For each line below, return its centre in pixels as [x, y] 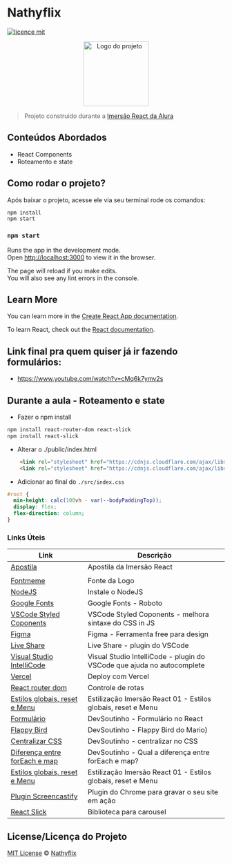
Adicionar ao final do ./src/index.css [71, 482]
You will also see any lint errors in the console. [73, 278]
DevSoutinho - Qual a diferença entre [148, 752]
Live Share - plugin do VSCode [138, 645]
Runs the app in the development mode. [64, 250]
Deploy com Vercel [118, 676]
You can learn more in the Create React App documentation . [93, 316]
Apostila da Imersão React [130, 567]
